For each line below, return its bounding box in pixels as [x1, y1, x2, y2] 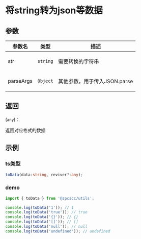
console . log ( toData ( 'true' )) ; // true [5, 210, 88, 215]
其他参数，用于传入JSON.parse [58, 78, 133, 85]
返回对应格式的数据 [5, 127, 46, 133]
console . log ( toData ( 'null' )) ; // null [5, 224, 88, 229]
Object [37, 78, 53, 84]
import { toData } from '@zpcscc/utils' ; [5, 196, 95, 201]
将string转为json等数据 [5, 5, 103, 16]
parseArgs [8, 78, 33, 84]
